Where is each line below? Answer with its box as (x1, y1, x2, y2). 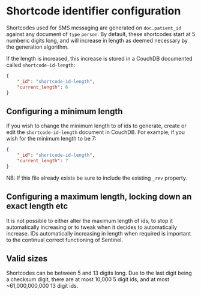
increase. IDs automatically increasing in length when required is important (6, 230, 191, 237)
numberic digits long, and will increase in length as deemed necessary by (6, 37, 188, 44)
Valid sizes (6, 254, 48, 264)
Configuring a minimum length (6, 106, 123, 117)
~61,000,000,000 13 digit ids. (6, 282, 79, 290)
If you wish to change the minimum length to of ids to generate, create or (6, 122, 187, 130)
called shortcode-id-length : (6, 61, 76, 68)
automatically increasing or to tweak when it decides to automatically (6, 224, 178, 231)
